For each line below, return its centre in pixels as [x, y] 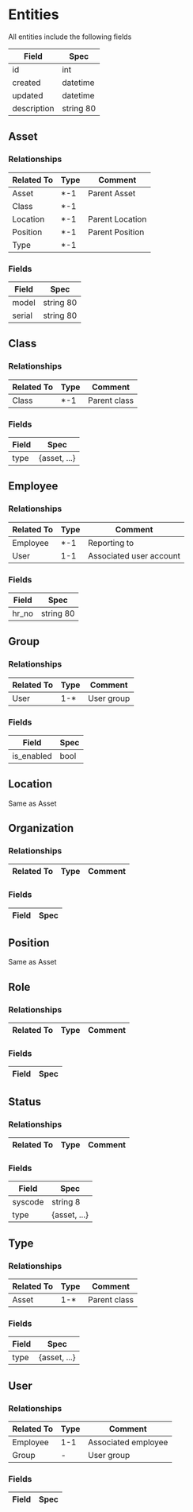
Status [25, 1102]
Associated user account [134, 555]
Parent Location [117, 218]
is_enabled [32, 756]
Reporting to [111, 543]
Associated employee [128, 1442]
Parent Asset [112, 193]
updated [28, 95]
